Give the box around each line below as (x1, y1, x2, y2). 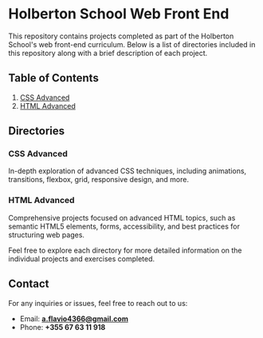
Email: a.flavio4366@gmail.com (19, 313, 129, 324)
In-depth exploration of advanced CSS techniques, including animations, (8, 166, 247, 176)
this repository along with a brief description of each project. (8, 48, 208, 58)
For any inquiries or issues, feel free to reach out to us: (8, 298, 188, 308)
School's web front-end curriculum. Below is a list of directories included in (8, 39, 256, 49)
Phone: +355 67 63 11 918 (19, 322, 106, 332)
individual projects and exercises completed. (8, 253, 155, 264)
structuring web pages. (8, 229, 85, 240)
